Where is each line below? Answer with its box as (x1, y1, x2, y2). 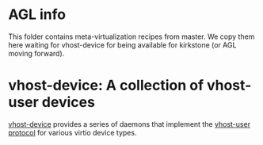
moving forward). (8, 48, 65, 58)
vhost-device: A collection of (8, 77, 204, 94)
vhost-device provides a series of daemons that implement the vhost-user (8, 119, 251, 128)
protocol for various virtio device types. (8, 128, 137, 137)
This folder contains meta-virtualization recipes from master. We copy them (8, 32, 255, 41)
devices (41, 93, 95, 112)
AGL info (8, 6, 66, 24)
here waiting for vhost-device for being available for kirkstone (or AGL (8, 40, 237, 49)
